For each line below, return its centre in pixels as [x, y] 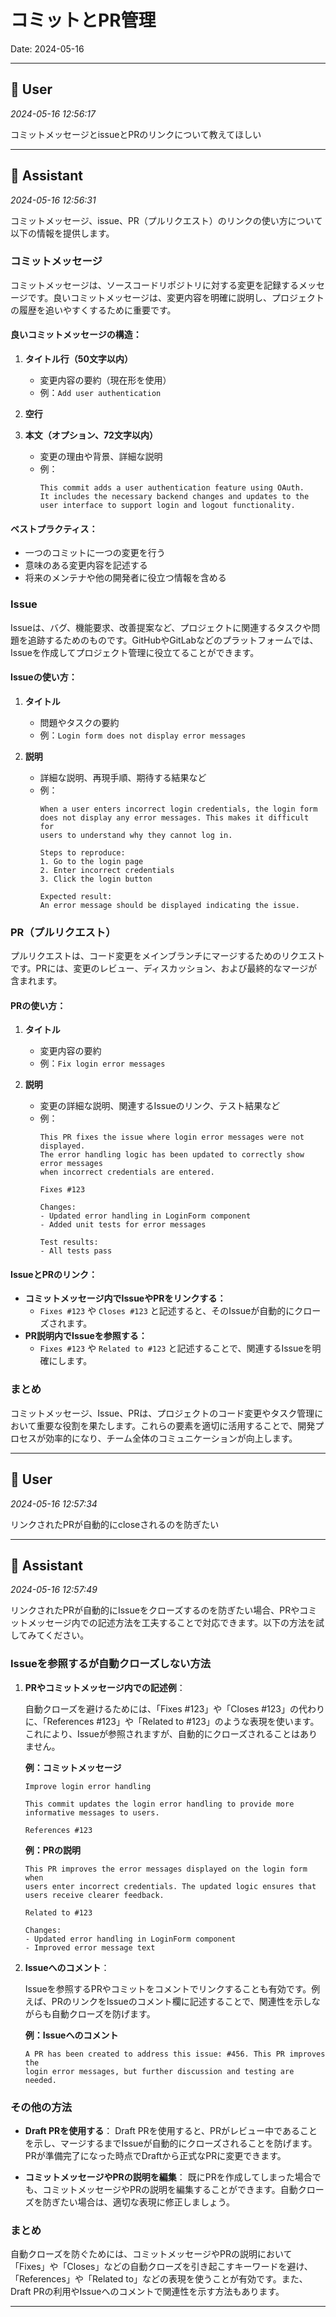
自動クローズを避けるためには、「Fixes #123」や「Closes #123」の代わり [174, 1708]
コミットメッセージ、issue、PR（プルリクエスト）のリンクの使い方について [166, 220]
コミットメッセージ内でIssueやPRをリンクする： [125, 1298]
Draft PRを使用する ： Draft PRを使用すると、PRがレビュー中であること [171, 2130]
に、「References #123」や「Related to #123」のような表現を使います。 [172, 1721]
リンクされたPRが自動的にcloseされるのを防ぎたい [115, 1524]
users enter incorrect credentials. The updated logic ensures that [170, 1886]
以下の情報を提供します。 [62, 233]
